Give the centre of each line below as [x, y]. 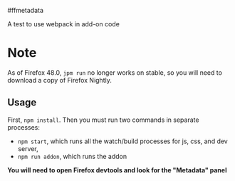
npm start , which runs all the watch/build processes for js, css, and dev [122, 141]
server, [28, 148]
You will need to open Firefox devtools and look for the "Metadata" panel [117, 170]
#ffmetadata [26, 10]
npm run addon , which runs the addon [72, 156]
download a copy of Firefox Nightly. [59, 80]
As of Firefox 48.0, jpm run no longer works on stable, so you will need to [115, 72]
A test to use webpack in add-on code [63, 24]
